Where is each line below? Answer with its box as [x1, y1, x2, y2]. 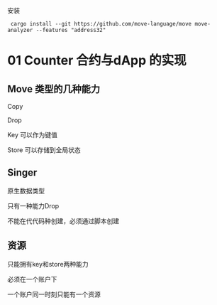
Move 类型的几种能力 [7, 82, 101, 95]
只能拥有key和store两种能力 [7, 259, 89, 268]
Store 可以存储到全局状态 [7, 146, 81, 154]
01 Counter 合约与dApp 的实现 [7, 53, 187, 69]
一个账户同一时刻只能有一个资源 [7, 290, 101, 299]
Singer [7, 166, 38, 179]
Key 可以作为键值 [7, 131, 58, 139]
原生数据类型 [7, 186, 45, 195]
